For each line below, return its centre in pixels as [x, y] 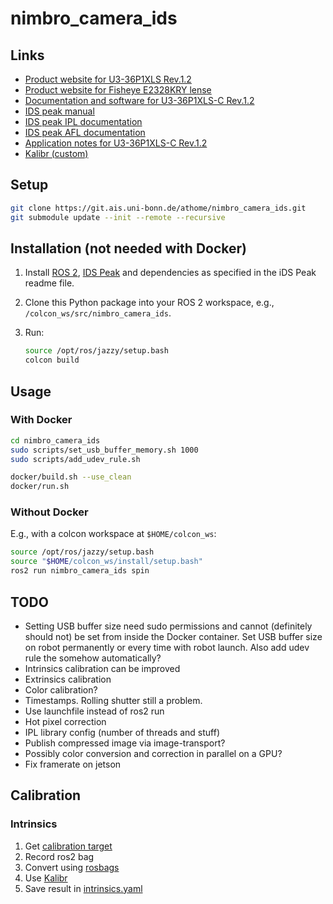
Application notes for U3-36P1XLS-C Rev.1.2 [116, 143]
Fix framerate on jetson [73, 764]
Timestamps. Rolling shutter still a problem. [113, 700]
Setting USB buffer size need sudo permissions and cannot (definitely [168, 626]
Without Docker [49, 512]
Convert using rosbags [72, 867]
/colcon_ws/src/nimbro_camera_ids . [98, 313]
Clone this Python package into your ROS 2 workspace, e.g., [149, 303]
